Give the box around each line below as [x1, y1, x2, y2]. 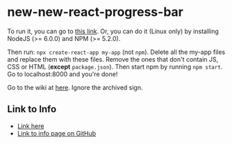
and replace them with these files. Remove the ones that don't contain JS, [7, 55, 219, 63]
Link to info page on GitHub [17, 129, 97, 137]
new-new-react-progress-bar [7, 4, 184, 20]
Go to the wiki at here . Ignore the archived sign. [7, 83, 143, 91]
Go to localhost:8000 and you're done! [7, 70, 118, 78]
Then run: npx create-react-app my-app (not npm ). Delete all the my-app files [7, 48, 226, 56]
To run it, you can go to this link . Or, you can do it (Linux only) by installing [7, 27, 219, 35]
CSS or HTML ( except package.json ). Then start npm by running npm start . [7, 62, 223, 71]
